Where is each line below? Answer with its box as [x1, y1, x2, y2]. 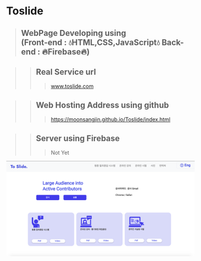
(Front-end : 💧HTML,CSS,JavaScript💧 [20, 37, 160, 47]
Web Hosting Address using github [35, 100, 169, 110]
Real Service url [35, 67, 96, 77]
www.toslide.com [50, 82, 94, 90]
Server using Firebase [35, 133, 120, 143]
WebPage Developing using [20, 28, 127, 38]
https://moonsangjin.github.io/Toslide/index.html [50, 116, 170, 123]
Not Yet [50, 149, 70, 156]
